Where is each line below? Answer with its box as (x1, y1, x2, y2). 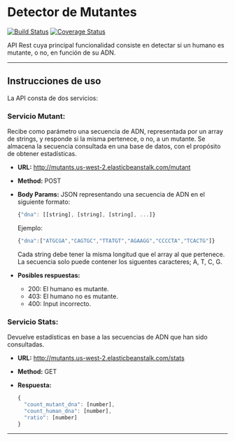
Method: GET (17, 367, 57, 376)
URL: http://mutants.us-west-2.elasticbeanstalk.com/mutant (17, 163, 191, 171)
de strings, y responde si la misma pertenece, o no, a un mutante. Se (7, 134, 206, 143)
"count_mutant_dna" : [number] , (24, 400, 115, 408)
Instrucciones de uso (7, 75, 101, 87)
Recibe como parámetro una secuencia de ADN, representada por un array (7, 127, 224, 136)
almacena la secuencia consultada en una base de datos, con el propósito (7, 142, 221, 150)
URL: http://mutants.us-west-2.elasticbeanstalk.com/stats (17, 354, 185, 363)
